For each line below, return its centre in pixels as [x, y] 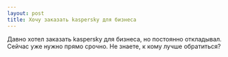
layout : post [26, 13]
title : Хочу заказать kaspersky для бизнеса [72, 20]
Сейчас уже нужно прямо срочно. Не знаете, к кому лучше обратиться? [114, 46]
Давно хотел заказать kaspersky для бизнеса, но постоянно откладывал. [114, 39]
